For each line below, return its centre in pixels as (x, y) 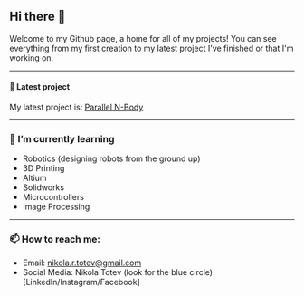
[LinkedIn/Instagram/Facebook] (81, 282)
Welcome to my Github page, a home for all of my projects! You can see (143, 38)
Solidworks (43, 187)
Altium (34, 178)
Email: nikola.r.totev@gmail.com (82, 263)
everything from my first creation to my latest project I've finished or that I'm (152, 48)
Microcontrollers (53, 197)
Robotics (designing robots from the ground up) (111, 158)
